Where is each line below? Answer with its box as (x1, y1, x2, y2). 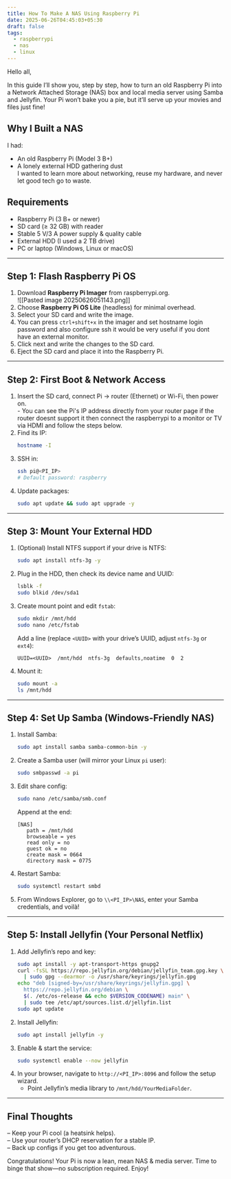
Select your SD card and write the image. (16, 311, 134, 319)
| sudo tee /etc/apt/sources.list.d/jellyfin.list (23, 999, 172, 1006)
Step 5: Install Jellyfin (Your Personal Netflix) (7, 929, 204, 941)
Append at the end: (16, 808, 72, 816)
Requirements (7, 196, 69, 208)
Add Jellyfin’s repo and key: (16, 947, 96, 956)
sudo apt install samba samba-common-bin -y (16, 744, 147, 751)
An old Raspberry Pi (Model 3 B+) (16, 154, 113, 163)
